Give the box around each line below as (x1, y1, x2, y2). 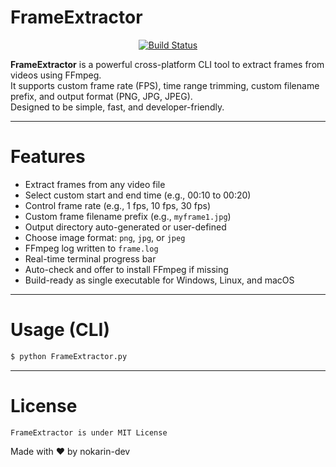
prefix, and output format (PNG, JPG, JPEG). (10, 90, 193, 102)
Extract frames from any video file (24, 178, 166, 190)
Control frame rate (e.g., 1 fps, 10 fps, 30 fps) (24, 199, 212, 211)
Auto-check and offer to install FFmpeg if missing (24, 263, 229, 275)
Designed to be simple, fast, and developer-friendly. (10, 101, 225, 113)
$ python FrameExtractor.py (10, 351, 128, 361)
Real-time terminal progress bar (24, 252, 157, 265)
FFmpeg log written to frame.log (24, 242, 159, 254)
